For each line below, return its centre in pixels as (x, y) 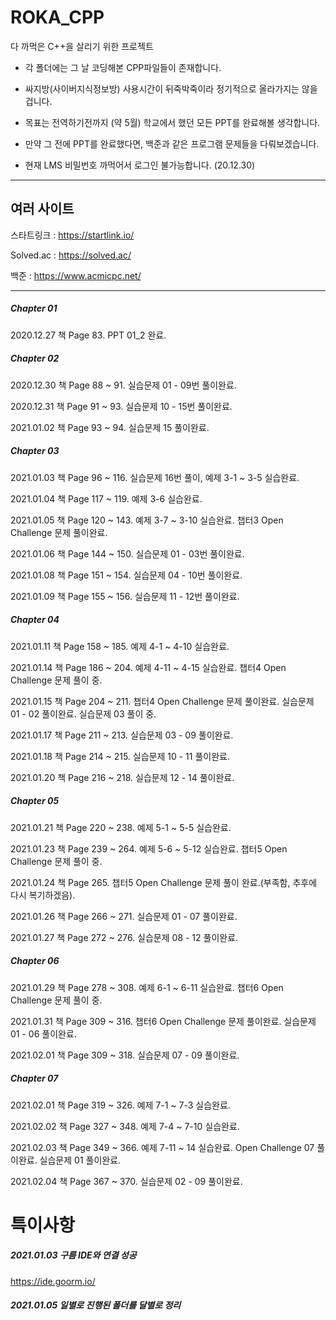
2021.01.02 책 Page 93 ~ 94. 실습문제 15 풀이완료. (110, 427)
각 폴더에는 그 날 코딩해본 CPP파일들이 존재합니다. (123, 67)
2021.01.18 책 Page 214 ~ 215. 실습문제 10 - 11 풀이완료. (120, 756)
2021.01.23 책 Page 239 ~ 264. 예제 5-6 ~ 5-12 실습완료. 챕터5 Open (149, 848)
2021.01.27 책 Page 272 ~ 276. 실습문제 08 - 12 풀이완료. (124, 937)
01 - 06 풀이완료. (43, 1033)
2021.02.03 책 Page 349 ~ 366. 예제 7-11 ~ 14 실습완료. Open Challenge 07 (162, 1147)
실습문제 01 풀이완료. (80, 1160)
